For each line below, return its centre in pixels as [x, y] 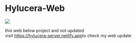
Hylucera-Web [35, 8]
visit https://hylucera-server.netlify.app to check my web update [68, 35]
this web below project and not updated [45, 30]
